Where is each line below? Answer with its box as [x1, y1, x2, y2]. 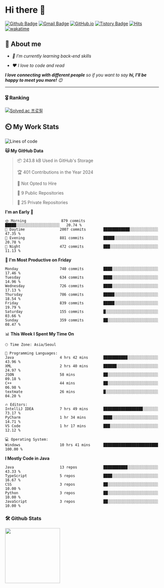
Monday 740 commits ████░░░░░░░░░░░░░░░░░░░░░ [5, 266, 159, 271]
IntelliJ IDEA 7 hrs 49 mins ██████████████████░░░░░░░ [5, 406, 159, 411]
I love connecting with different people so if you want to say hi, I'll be [5, 72, 147, 78]
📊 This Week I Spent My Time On [5, 331, 74, 337]
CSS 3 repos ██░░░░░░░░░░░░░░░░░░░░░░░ [5, 482, 159, 487]
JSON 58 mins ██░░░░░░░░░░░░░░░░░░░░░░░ [5, 372, 159, 377]
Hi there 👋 [5, 4, 45, 16]
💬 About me [5, 40, 41, 48]
